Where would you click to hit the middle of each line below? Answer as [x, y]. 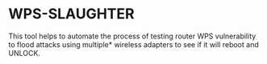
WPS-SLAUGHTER [71, 14]
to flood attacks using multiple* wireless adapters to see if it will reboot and [134, 44]
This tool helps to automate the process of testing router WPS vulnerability [132, 36]
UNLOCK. [24, 53]
